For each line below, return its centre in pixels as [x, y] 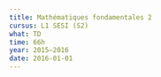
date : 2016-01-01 [41, 58]
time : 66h [27, 42]
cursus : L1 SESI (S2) [49, 26]
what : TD [25, 34]
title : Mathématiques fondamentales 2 [80, 17]
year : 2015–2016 [39, 50]
